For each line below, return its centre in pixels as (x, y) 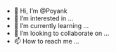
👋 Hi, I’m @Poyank (41, 11)
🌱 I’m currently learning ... (51, 26)
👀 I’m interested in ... (44, 18)
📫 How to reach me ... (46, 41)
